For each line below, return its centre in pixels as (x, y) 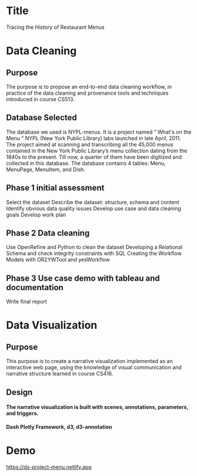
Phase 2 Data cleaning (48, 233)
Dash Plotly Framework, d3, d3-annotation (59, 427)
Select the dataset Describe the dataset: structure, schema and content (93, 202)
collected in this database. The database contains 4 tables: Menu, (86, 163)
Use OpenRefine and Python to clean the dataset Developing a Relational (94, 247)
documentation (35, 287)
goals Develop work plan (36, 214)
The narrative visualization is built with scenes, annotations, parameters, (97, 407)
